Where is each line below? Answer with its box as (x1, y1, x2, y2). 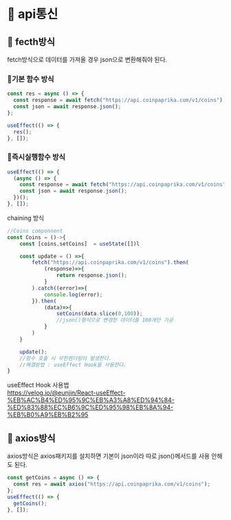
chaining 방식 (7, 214, 45, 222)
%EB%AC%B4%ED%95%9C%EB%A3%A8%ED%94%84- (7, 396, 175, 404)
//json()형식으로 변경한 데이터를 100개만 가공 (56, 317, 174, 324)
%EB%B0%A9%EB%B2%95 (7, 410, 89, 419)
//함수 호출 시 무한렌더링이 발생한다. (19, 355, 112, 362)
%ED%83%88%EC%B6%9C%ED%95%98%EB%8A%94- (7, 404, 174, 412)
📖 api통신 (7, 6, 58, 22)
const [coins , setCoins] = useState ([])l (19, 240, 140, 247)
